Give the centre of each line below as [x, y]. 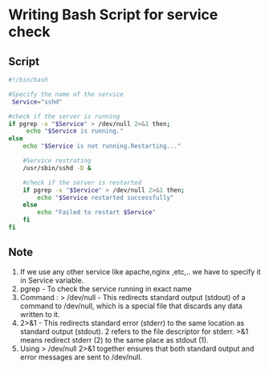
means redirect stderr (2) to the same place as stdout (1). [114, 340]
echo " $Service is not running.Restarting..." [102, 146]
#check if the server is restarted [82, 182]
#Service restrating [57, 161]
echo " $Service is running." [75, 131]
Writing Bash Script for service [113, 15]
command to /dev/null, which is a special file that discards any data [131, 306]
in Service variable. [52, 280]
